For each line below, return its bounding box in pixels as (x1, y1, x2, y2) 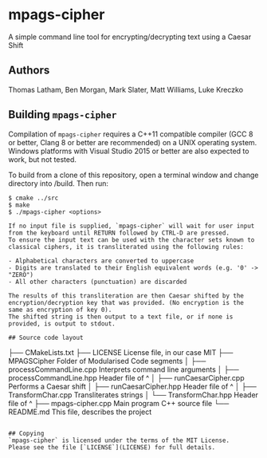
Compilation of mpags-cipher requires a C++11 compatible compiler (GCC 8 (8, 129, 253, 139)
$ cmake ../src (8, 194, 59, 202)
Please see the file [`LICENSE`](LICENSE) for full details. (8, 443, 216, 452)
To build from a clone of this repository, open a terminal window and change (8, 170, 259, 180)
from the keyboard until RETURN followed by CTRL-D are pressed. (8, 229, 230, 237)
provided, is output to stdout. (8, 319, 116, 328)
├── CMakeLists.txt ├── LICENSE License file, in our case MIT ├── (8, 347, 234, 357)
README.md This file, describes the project (8, 407, 152, 417)
